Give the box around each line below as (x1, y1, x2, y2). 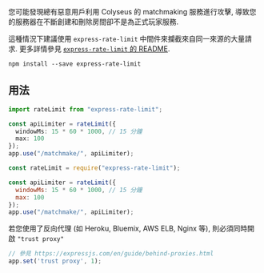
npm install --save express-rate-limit (8, 60, 142, 68)
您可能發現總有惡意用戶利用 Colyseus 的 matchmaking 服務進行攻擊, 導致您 (8, 7, 257, 16)
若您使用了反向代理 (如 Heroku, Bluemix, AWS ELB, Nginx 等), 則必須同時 (8, 223, 248, 234)
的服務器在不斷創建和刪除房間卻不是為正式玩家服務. (8, 17, 179, 26)
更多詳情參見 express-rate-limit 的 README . (18, 44, 170, 54)
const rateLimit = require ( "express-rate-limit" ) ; (8, 164, 181, 172)
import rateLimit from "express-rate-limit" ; (8, 105, 162, 114)
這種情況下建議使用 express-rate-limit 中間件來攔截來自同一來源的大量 (8, 34, 246, 43)
